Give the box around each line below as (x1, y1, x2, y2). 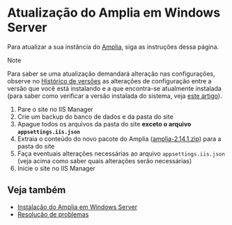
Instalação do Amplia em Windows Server (17, 203, 138, 211)
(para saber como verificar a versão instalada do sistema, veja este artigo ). (7, 92, 222, 100)
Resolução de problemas (17, 210, 89, 218)
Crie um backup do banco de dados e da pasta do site (17, 112, 174, 121)
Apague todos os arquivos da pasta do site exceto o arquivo (17, 119, 192, 128)
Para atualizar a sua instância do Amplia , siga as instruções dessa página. (7, 42, 219, 51)
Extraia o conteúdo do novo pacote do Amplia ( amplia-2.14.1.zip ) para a (17, 134, 222, 143)
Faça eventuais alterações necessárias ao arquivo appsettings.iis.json (17, 149, 225, 158)
